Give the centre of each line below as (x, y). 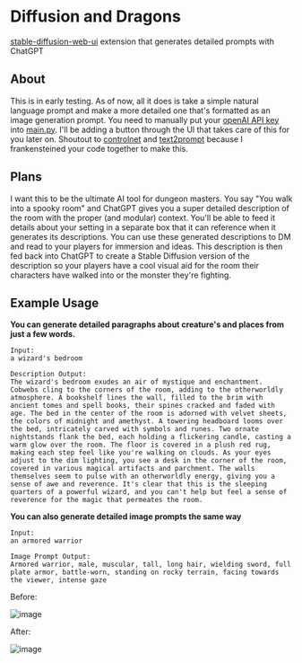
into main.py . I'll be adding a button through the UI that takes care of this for (150, 129)
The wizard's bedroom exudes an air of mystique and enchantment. (137, 382)
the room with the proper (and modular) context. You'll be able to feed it (143, 217)
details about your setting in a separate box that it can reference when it (143, 227)
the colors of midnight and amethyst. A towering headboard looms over (147, 421)
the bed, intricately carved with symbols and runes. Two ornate (134, 429)
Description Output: (49, 375)
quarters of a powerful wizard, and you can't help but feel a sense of (149, 492)
